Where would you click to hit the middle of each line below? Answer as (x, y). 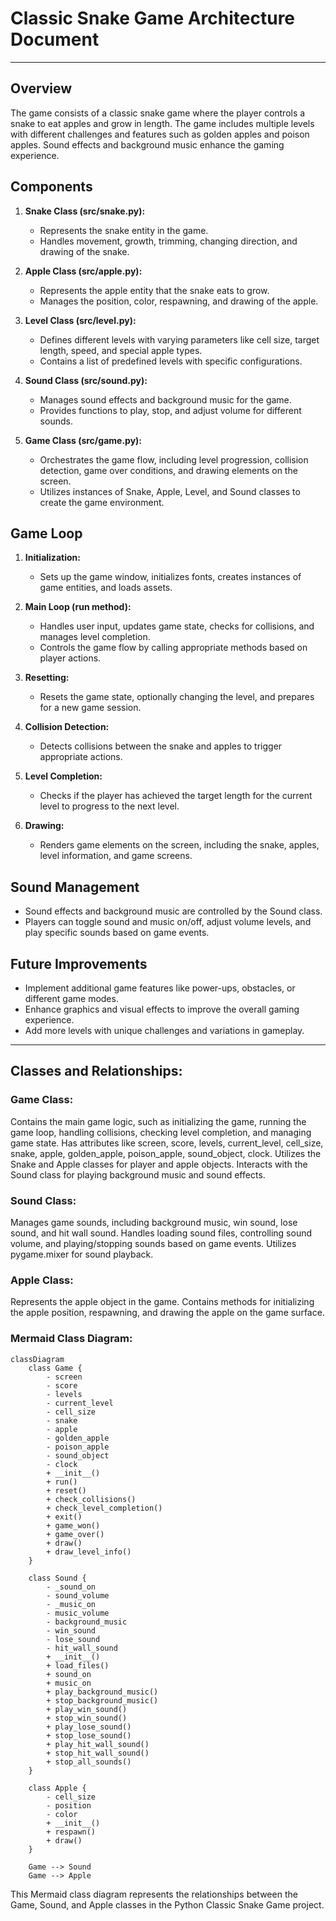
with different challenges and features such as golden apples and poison (160, 134)
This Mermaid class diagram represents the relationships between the (154, 1894)
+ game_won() (73, 1525)
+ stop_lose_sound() (89, 1735)
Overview (41, 88)
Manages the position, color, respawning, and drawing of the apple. (179, 301)
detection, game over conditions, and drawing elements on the (168, 470)
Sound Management (75, 887)
